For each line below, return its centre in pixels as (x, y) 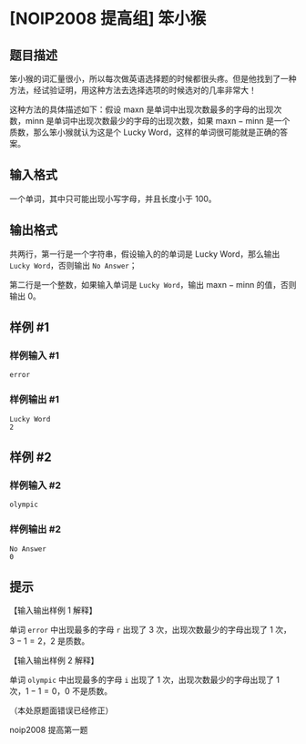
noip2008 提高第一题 (49, 730)
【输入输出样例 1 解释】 (53, 610)
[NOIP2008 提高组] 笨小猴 (108, 19)
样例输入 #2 (36, 485)
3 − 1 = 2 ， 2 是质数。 (50, 641)
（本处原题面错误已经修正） (61, 710)
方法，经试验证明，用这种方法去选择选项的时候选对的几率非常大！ (133, 90)
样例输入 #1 (34, 355)
